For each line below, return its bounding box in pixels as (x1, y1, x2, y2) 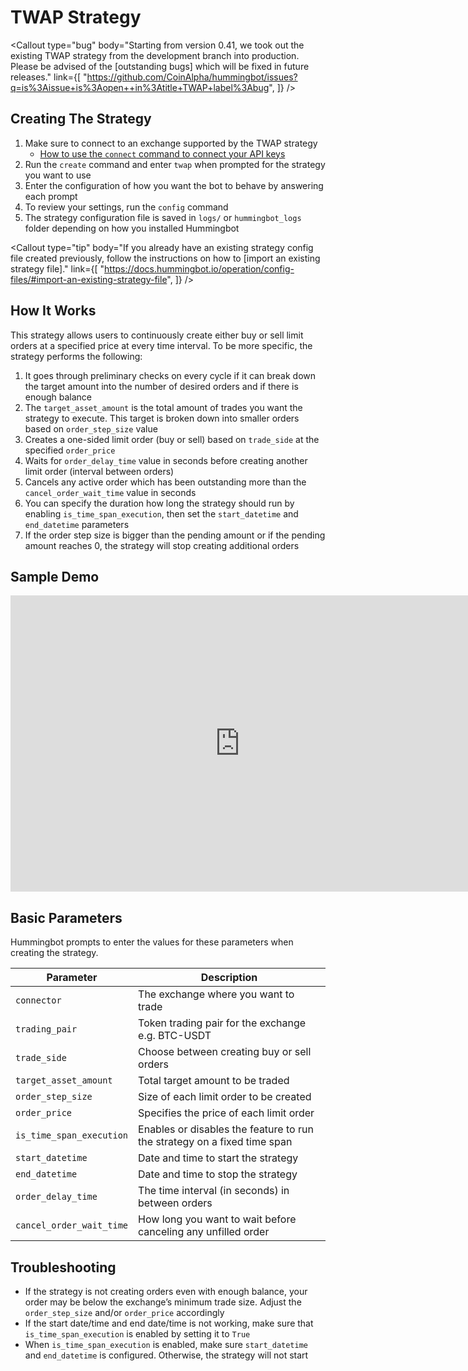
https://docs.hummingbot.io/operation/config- (104, 262, 295, 275)
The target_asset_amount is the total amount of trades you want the (24, 401, 303, 413)
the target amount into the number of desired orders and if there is (24, 380, 299, 392)
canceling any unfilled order (138, 1225, 270, 1239)
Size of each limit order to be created (138, 1090, 312, 1104)
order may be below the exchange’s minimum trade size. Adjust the (24, 1296, 302, 1308)
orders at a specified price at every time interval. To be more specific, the (10, 339, 313, 351)
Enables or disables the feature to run (138, 1122, 314, 1136)
